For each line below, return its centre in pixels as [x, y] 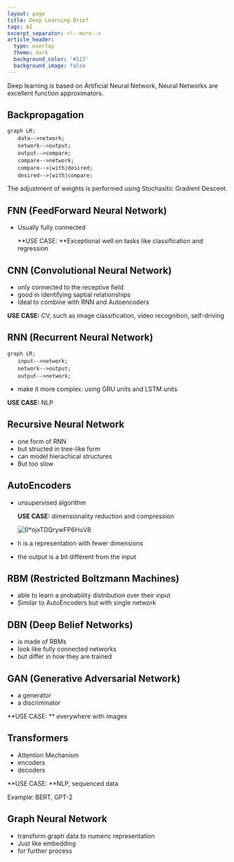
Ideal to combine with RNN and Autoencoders [83, 302]
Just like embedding [46, 843]
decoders [31, 770]
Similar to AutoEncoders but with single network [87, 603]
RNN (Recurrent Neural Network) [80, 337]
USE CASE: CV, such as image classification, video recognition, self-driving [116, 316]
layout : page [26, 14]
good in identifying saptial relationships [74, 295]
